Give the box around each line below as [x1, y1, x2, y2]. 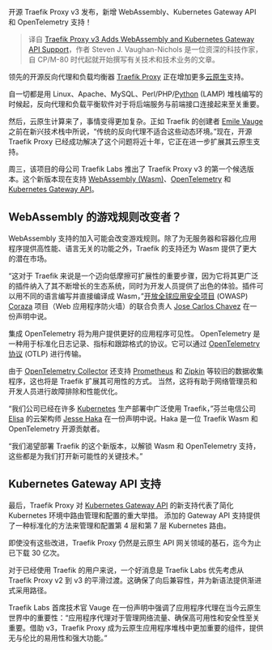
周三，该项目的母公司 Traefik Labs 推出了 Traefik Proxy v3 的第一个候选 [8, 165, 247, 173]
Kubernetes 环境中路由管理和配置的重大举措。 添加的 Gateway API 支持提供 [8, 510, 261, 520]
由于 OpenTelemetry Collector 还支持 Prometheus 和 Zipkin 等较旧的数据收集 [8, 366, 264, 375]
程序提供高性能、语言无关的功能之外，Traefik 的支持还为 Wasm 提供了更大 [8, 243, 257, 253]
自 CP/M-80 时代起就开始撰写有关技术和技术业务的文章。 [28, 55, 220, 64]
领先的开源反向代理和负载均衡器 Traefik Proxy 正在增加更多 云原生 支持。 [8, 72, 249, 81]
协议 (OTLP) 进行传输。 [8, 349, 87, 358]
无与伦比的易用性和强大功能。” [8, 633, 108, 643]
